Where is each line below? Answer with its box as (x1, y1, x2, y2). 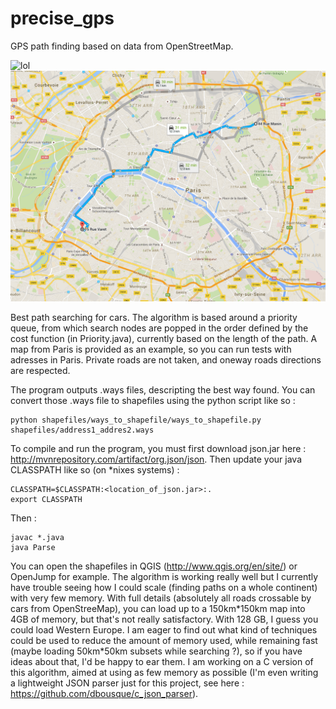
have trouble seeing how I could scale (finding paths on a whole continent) (10, 582, 318, 594)
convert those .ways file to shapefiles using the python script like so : (10, 395, 296, 407)
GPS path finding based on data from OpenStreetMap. (10, 40, 234, 52)
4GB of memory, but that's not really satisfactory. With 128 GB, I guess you (10, 613, 319, 626)
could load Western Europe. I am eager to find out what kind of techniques (10, 624, 318, 636)
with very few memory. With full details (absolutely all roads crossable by (10, 592, 312, 604)
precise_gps (10, 7, 115, 30)
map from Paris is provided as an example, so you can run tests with (10, 343, 292, 356)
